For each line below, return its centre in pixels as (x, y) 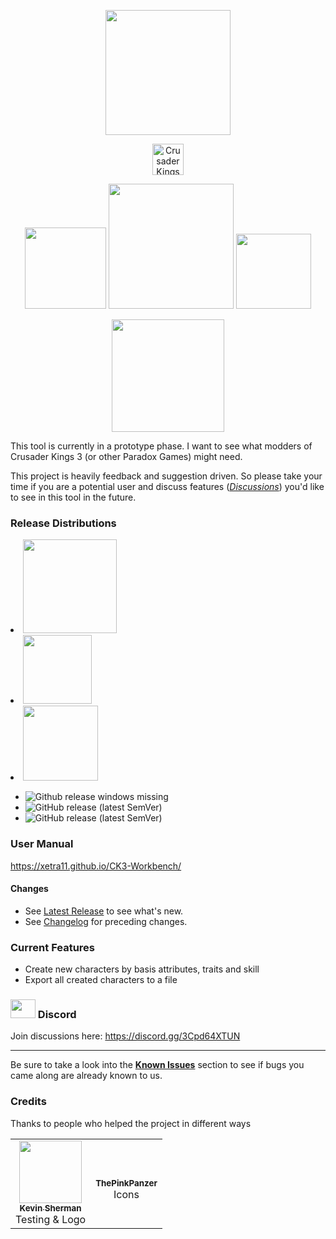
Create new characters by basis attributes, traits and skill (142, 969)
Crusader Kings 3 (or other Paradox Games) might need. (126, 456)
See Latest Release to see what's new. (104, 911)
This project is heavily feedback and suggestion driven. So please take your (166, 476)
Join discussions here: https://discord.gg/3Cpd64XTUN (125, 1036)
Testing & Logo (51, 1219)
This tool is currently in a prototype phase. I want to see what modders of (161, 446)
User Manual (42, 844)
